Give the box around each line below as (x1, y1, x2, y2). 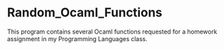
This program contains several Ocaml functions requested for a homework (7, 27, 218, 36)
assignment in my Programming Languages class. (7, 34, 148, 42)
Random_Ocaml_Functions (7, 5, 162, 21)
